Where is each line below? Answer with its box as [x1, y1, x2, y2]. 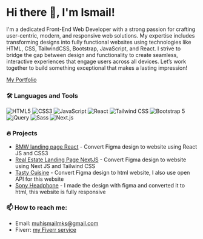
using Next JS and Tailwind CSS [15, 162, 96, 169]
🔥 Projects [6, 129, 38, 138]
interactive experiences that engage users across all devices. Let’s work [6, 58, 187, 65]
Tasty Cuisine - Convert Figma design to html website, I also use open [15, 169, 190, 176]
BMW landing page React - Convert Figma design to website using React [15, 143, 198, 150]
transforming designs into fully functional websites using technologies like [6, 38, 191, 45]
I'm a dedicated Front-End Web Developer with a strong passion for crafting [6, 25, 196, 33]
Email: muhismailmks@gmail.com [15, 220, 99, 227]
